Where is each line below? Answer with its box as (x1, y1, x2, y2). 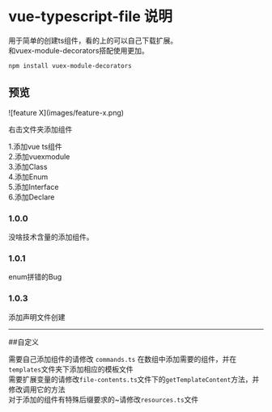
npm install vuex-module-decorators (8, 61, 132, 69)
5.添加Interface (8, 182, 59, 191)
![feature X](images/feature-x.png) (8, 107, 124, 117)
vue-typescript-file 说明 (8, 7, 172, 26)
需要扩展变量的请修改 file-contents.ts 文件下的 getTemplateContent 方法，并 (8, 374, 260, 384)
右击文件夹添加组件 (8, 124, 73, 134)
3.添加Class (8, 162, 48, 171)
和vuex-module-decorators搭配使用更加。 (8, 45, 150, 55)
